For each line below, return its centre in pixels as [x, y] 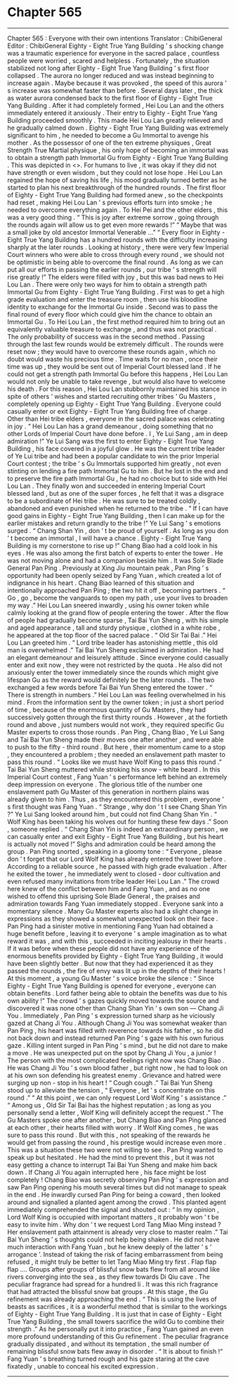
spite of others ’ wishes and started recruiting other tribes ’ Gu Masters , [112, 396]
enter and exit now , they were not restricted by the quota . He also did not [115, 665]
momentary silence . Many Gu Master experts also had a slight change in [113, 911]
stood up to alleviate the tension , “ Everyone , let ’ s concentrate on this [111, 1090]
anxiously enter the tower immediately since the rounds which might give [113, 672]
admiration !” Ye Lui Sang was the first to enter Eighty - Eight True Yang [111, 441]
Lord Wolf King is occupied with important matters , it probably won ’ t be [113, 1217]
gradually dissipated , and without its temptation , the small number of [108, 1344]
